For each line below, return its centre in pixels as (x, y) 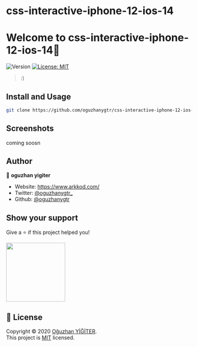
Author (19, 161)
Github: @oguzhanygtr (42, 199)
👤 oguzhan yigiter (29, 176)
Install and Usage (39, 96)
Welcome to (36, 38)
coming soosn (23, 143)
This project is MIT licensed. (40, 338)
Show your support (42, 218)
